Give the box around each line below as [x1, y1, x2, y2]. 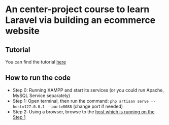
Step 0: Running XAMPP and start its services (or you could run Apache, [12, 87, 164, 93]
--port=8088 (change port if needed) [47, 103, 123, 109]
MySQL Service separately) [12, 92, 71, 99]
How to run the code [5, 74, 71, 82]
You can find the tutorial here [5, 59, 66, 65]
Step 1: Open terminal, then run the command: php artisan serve [12, 98, 149, 104]
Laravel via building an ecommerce [5, 14, 156, 26]
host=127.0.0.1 [12, 104, 45, 109]
